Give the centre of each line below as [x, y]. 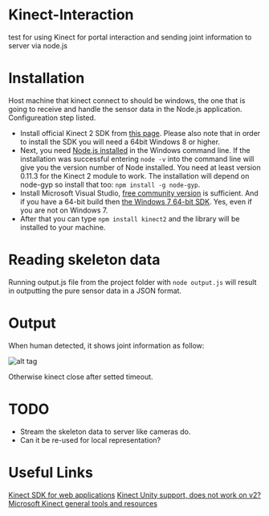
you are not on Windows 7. [64, 210]
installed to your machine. [63, 227]
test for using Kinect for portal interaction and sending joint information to [130, 37]
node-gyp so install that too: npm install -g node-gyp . [110, 184]
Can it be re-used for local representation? [90, 440]
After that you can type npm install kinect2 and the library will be [130, 218]
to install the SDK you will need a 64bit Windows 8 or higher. [120, 142]
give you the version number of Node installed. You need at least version [140, 167]
